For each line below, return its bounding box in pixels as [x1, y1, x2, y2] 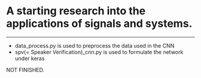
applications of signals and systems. [6, 17, 193, 30]
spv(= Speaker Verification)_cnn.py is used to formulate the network [14, 48, 184, 55]
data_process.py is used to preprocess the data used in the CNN [14, 42, 175, 49]
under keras [14, 55, 45, 62]
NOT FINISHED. [6, 66, 45, 73]
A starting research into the [6, 4, 146, 18]
